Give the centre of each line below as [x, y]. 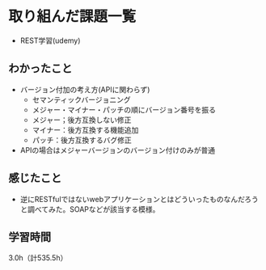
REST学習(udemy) [50, 40]
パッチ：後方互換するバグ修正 [82, 140]
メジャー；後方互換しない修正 [82, 120]
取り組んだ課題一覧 [72, 17]
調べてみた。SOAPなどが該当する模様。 [93, 209]
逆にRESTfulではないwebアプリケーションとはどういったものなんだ [132, 199]
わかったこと [40, 68]
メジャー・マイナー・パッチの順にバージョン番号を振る [124, 109]
